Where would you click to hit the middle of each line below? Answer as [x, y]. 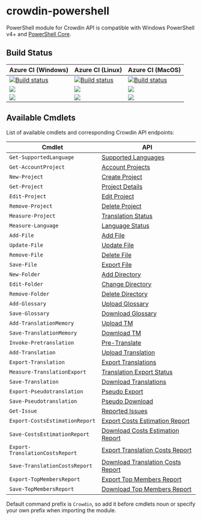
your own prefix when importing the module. [61, 510]
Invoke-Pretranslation [41, 343]
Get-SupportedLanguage [41, 157]
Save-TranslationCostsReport [51, 466]
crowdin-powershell [58, 11]
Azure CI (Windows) [39, 70]
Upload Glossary [125, 303]
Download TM [121, 333]
